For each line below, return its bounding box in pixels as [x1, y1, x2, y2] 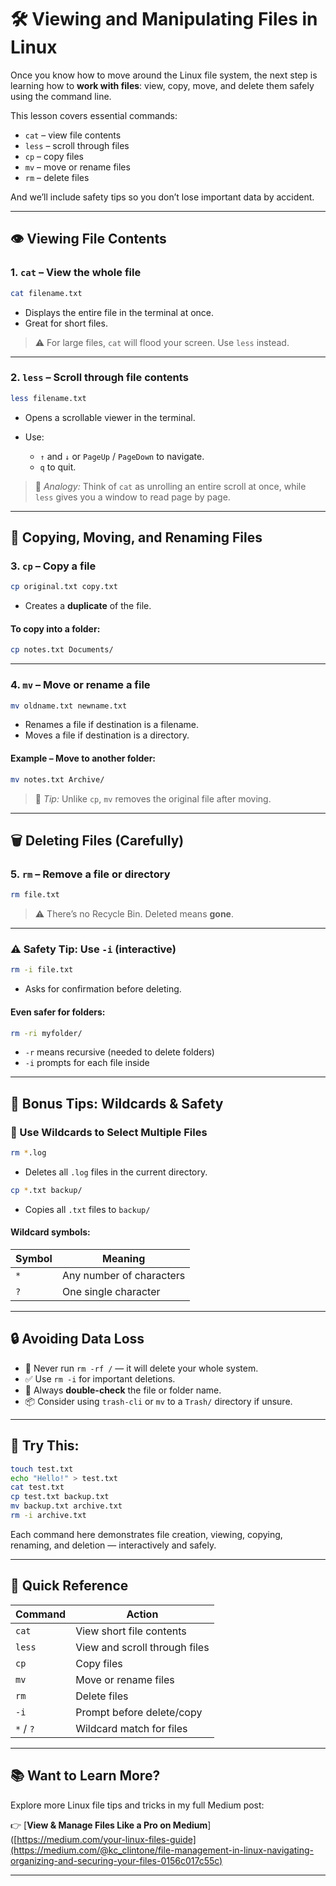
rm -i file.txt [10, 965, 74, 975]
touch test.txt [10, 1464, 74, 1474]
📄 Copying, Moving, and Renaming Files [10, 529, 263, 546]
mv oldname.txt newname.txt [10, 701, 128, 711]
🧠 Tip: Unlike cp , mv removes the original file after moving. [34, 792, 272, 805]
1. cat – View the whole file [10, 266, 142, 280]
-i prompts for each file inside [24, 1057, 150, 1069]
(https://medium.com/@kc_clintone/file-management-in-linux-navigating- [10, 1844, 315, 1856]
